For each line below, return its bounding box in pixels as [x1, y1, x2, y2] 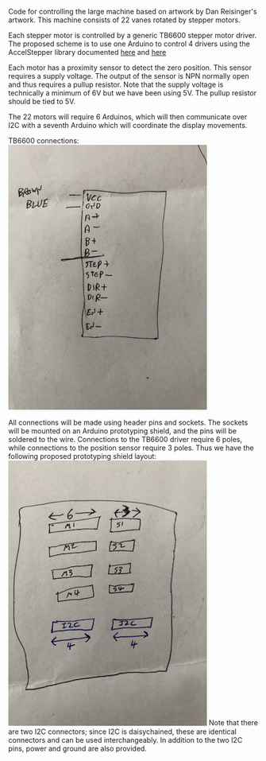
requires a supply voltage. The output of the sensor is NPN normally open [8, 72, 250, 80]
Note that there [208, 718, 258, 728]
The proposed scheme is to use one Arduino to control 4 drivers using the [8, 39, 250, 49]
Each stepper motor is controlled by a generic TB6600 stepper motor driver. [8, 31, 257, 40]
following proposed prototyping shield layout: [8, 452, 157, 461]
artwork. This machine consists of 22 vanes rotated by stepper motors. [8, 15, 241, 25]
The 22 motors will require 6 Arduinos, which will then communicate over [8, 112, 248, 122]
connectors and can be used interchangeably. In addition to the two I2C [8, 735, 243, 744]
